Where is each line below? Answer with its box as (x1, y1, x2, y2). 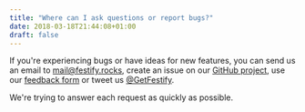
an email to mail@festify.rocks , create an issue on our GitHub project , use (9, 65, 285, 76)
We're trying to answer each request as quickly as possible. (9, 92, 234, 103)
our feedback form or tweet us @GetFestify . (9, 75, 175, 86)
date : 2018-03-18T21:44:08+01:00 (9, 22, 137, 31)
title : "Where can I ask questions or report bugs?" (9, 13, 214, 23)
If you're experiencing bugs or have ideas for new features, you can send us (9, 56, 296, 66)
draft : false (9, 30, 59, 39)
